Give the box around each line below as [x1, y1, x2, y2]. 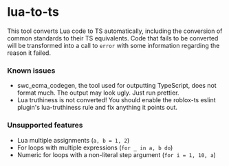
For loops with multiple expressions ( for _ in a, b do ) [17, 143, 173, 152]
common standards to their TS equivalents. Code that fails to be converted [7, 34, 219, 42]
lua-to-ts [7, 4, 60, 20]
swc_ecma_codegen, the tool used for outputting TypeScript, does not [17, 82, 217, 90]
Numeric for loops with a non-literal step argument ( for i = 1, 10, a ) [17, 150, 217, 158]
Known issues [7, 66, 56, 75]
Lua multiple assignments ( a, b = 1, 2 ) [17, 136, 130, 144]
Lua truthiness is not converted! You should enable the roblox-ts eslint [17, 96, 216, 104]
